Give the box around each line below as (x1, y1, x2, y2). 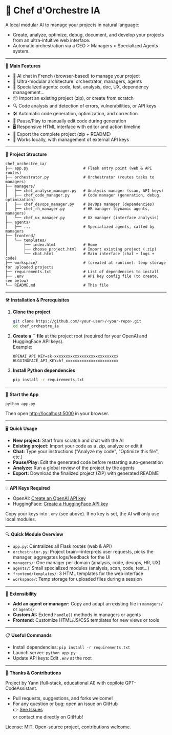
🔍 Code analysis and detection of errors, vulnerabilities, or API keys (12, 102, 157, 109)
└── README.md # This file (5, 282, 109, 288)
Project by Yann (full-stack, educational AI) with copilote (5, 680, 124, 686)
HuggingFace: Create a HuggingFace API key (12, 501, 109, 507)
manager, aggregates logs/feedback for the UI (12, 554, 111, 560)
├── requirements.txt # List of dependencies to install (5, 269, 159, 274)
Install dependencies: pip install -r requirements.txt (12, 644, 131, 650)
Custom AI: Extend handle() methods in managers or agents (12, 612, 141, 618)
